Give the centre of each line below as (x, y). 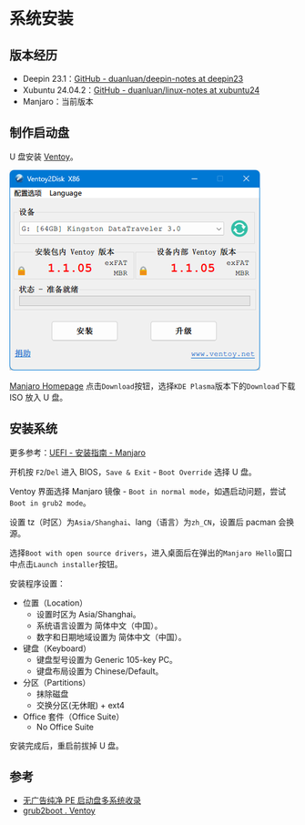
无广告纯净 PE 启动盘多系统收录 (82, 800)
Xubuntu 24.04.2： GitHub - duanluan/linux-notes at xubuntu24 (141, 90)
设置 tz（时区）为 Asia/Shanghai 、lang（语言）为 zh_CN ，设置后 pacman (143, 522)
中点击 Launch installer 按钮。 (66, 564)
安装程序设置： (37, 583)
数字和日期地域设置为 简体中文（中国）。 (111, 637)
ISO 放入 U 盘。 (39, 397)
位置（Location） (55, 603)
